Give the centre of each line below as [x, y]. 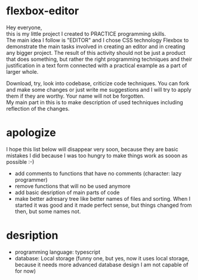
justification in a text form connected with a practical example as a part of [97, 65]
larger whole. [22, 71]
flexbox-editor [43, 11]
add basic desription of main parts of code [67, 192]
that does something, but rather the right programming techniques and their [99, 59]
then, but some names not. [48, 211]
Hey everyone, [24, 27]
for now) [25, 271]
